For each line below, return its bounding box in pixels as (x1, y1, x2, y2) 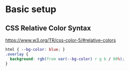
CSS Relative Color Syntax (5, 24, 91, 32)
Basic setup (5, 4, 56, 15)
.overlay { (5, 52, 29, 57)
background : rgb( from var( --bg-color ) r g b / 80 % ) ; (10, 56, 125, 61)
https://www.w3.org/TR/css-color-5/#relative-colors (5, 37, 116, 43)
